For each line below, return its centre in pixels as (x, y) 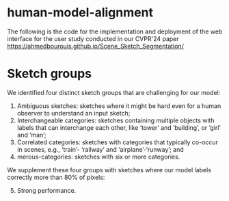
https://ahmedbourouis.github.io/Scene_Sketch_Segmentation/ (96, 46)
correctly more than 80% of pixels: (56, 177)
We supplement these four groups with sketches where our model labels (109, 170)
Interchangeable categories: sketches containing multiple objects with (116, 120)
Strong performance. (46, 190)
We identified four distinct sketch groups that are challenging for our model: (114, 92)
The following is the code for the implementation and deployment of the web (115, 31)
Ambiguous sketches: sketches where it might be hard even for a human (119, 106)
